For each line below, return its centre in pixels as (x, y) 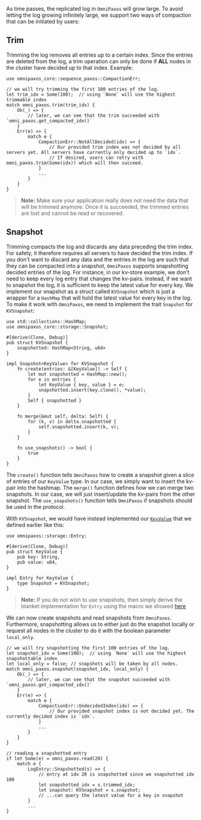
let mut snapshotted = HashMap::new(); (78, 374)
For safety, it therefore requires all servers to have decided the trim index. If (100, 253)
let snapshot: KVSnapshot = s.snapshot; (89, 790)
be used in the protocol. (36, 507)
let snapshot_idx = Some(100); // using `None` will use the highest (96, 653)
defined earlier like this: (35, 525)
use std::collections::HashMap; (46, 321)
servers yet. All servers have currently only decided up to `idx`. (94, 152)
